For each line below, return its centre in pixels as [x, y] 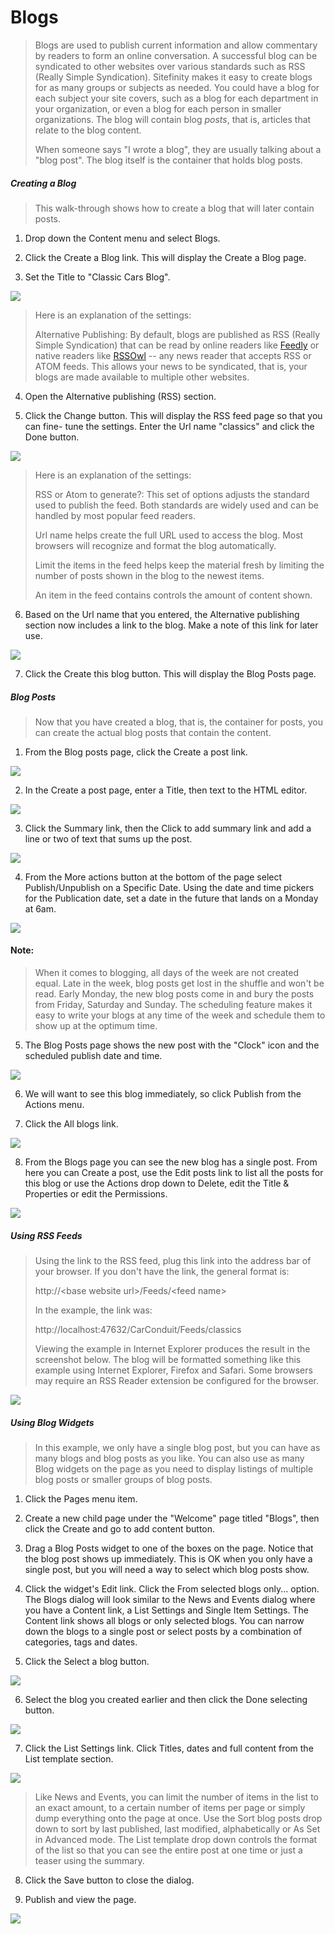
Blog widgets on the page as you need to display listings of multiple [174, 1469]
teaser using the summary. [89, 1861]
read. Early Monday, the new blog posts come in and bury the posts [174, 994]
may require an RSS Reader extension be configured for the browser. [177, 1381]
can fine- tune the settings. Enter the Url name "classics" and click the [169, 426]
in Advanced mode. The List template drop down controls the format [176, 1840]
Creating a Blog [43, 183]
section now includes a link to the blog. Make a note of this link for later [171, 625]
